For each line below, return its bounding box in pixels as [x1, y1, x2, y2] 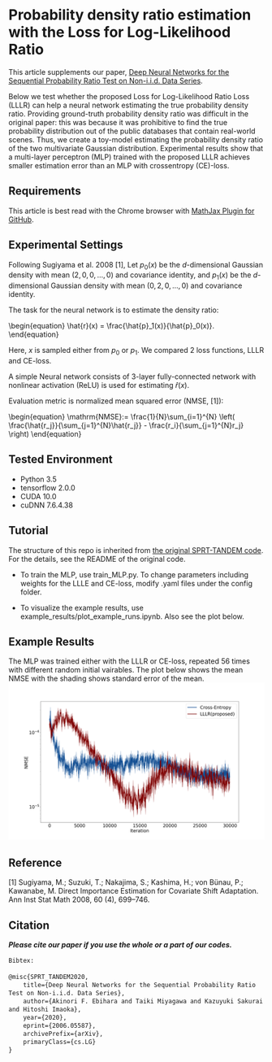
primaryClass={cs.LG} [23, 1038, 96, 1047]
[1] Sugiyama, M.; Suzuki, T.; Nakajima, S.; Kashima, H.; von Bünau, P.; [8, 877, 244, 887]
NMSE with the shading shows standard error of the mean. [8, 673, 205, 684]
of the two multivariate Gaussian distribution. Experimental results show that [8, 143, 264, 153]
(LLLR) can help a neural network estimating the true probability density [8, 100, 249, 110]
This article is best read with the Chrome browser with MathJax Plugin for [8, 206, 255, 215]
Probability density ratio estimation [8, 6, 252, 24]
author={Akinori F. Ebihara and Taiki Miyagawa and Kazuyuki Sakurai [23, 998, 264, 1006]
